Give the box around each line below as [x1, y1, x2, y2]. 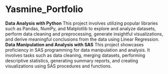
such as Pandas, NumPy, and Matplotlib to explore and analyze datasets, [5, 25, 156, 31]
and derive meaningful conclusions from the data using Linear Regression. [5, 36, 159, 42]
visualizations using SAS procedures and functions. [5, 63, 112, 69]
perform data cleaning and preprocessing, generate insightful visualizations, [5, 31, 163, 37]
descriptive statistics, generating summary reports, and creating [5, 57, 138, 63]
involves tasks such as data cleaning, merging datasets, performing [5, 52, 145, 58]
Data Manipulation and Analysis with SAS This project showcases [5, 41, 144, 47]
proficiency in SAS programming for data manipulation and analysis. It [5, 47, 150, 53]
